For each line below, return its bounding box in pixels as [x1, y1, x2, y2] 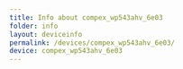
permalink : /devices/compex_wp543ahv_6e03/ [9, 38, 176, 47]
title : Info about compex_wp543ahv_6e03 [9, 13, 164, 22]
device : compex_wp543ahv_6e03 [9, 47, 124, 56]
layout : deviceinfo [9, 30, 83, 39]
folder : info [9, 22, 59, 30]
